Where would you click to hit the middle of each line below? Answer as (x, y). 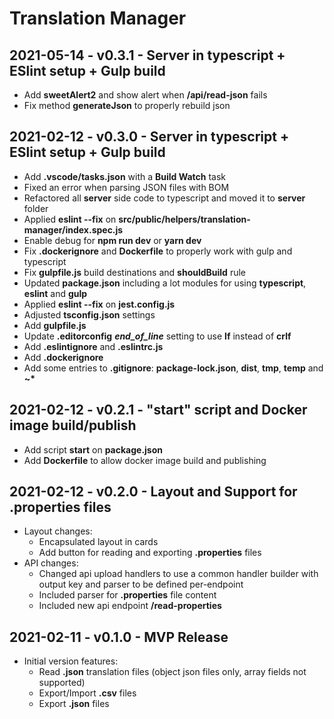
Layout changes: (58, 531)
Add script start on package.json (93, 449)
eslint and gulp (55, 293)
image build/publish (73, 425)
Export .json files (74, 704)
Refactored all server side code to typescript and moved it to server (164, 198)
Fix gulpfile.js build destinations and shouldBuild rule (134, 272)
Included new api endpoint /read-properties (130, 606)
